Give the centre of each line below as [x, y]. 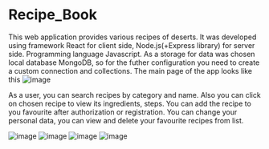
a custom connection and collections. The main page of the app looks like [130, 70]
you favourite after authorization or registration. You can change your [123, 112]
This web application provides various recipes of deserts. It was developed [132, 37]
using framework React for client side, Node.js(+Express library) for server [132, 45]
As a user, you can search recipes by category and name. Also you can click [134, 95]
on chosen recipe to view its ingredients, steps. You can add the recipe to [130, 103]
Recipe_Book [53, 15]
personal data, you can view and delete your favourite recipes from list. [126, 120]
